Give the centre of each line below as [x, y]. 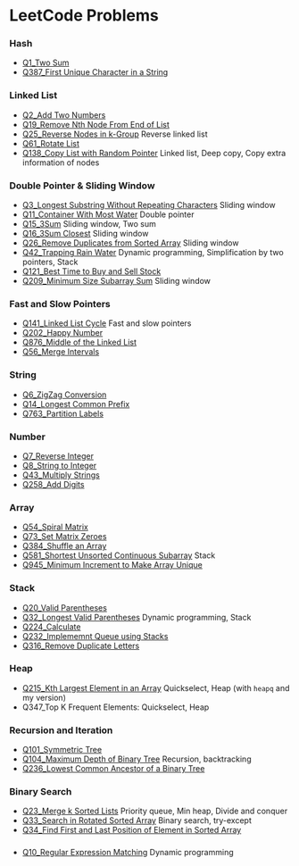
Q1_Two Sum [46, 62]
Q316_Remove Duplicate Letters [81, 645]
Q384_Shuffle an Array [64, 546]
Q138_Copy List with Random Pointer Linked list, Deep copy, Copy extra [154, 153]
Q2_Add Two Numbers [64, 115]
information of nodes [61, 162]
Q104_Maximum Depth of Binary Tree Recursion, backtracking [137, 759]
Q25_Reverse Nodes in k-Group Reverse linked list [115, 134]
